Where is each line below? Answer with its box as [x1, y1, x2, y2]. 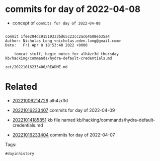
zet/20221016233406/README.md [5, 64, 68, 69]
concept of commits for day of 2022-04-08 [12, 20, 101, 26]
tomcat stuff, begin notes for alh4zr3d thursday [14, 51, 119, 56]
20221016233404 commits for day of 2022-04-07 [12, 132, 115, 138]
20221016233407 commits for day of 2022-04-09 [12, 107, 115, 113]
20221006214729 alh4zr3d [12, 97, 68, 103]
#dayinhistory [5, 151, 35, 156]
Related [5, 81, 37, 93]
